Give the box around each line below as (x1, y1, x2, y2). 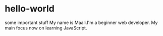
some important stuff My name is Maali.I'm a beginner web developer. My (5, 19, 158, 25)
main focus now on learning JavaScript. (5, 24, 87, 30)
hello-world (5, 3, 55, 14)
